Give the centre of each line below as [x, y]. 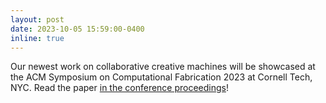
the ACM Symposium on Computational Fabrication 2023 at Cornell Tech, [161, 77]
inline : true [37, 38]
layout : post [37, 19]
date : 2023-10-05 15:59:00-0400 [77, 29]
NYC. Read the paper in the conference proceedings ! [120, 88]
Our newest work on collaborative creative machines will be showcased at [163, 67]
